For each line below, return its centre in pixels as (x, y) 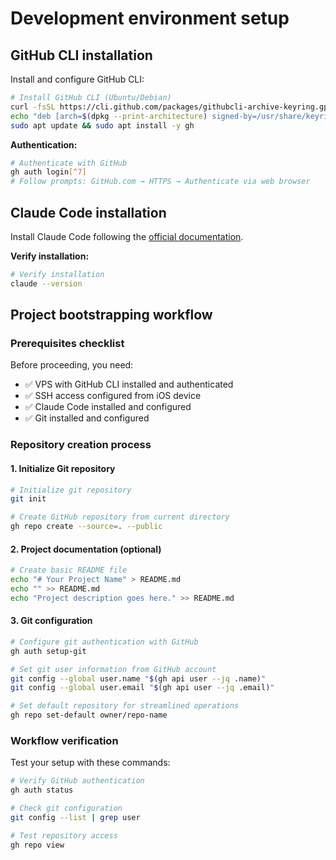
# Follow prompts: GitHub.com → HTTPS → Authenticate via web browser (160, 182)
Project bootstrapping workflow (111, 315)
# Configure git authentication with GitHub (104, 642)
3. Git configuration (51, 621)
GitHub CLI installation (81, 55)
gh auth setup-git (48, 651)
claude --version (46, 283)
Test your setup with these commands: (90, 763)
